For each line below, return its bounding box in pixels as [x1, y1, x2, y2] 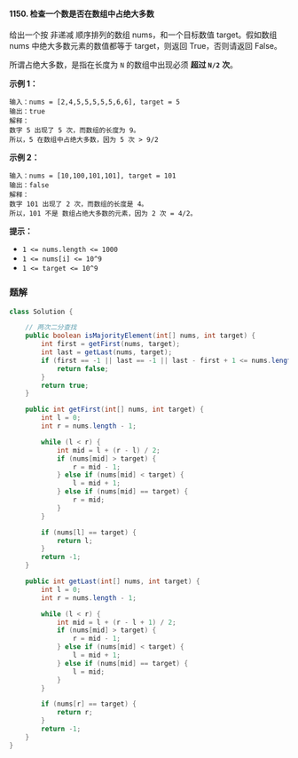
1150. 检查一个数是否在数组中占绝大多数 [9, 8, 155, 19]
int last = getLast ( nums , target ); [41, 348, 173, 357]
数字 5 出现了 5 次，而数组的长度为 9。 [9, 126, 140, 135]
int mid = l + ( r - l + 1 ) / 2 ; [56, 618, 176, 627]
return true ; [41, 381, 90, 390]
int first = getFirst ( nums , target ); [41, 340, 180, 349]
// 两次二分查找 [25, 323, 77, 332]
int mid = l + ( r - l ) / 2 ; [56, 446, 161, 454]
